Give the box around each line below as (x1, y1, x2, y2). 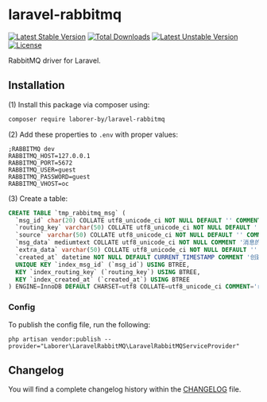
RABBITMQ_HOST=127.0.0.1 (8, 152, 91, 160)
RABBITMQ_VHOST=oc (8, 180, 69, 187)
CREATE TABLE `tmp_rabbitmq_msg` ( (8, 209, 126, 217)
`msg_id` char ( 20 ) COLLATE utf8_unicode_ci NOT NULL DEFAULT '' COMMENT (15, 216, 261, 224)
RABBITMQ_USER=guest (8, 165, 77, 174)
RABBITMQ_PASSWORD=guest (8, 172, 91, 180)
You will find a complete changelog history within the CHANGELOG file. (8, 385, 242, 394)
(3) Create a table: (8, 193, 68, 203)
